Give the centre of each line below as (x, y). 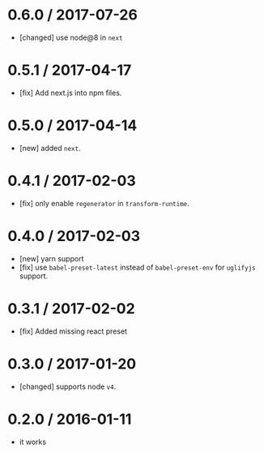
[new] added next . (50, 148)
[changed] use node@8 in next (71, 37)
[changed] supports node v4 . (68, 386)
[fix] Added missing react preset (73, 331)
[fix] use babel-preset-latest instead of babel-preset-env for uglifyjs (137, 267)
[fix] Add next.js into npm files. (70, 93)
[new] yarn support (51, 258)
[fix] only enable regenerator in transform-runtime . (104, 203)
